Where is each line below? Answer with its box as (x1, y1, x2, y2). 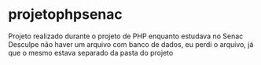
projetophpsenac (8, 5, 123, 23)
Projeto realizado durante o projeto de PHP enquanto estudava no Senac (8, 31, 244, 41)
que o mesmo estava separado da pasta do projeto (8, 48, 174, 57)
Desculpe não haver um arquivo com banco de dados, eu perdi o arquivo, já (8, 39, 254, 49)
